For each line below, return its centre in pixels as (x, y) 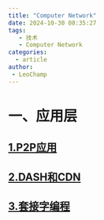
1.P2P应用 (33, 148)
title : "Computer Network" (52, 15)
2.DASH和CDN (45, 177)
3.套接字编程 (39, 206)
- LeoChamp (29, 74)
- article (31, 60)
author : (21, 67)
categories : (28, 52)
